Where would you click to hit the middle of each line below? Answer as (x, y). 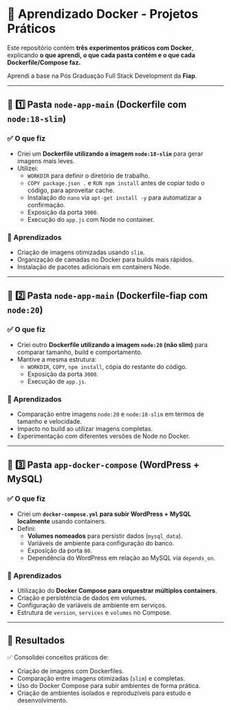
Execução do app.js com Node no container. (91, 219)
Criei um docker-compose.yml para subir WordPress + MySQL (104, 514)
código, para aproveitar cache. (71, 190)
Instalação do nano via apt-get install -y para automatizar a (114, 197)
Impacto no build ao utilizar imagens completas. (85, 428)
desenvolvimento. (42, 700)
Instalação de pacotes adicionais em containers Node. (94, 267)
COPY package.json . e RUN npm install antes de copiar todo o (116, 182)
